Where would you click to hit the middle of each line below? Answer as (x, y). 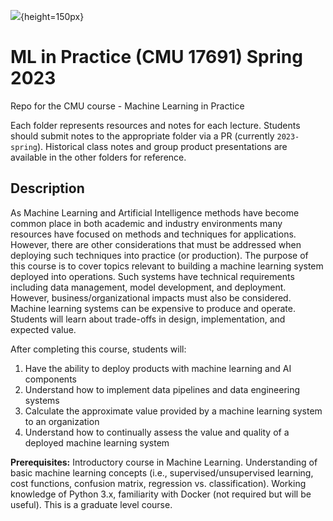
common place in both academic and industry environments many (146, 223)
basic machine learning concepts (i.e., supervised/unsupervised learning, (162, 472)
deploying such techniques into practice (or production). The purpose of (159, 255)
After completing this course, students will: (98, 349)
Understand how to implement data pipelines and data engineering (162, 389)
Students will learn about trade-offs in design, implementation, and (148, 319)
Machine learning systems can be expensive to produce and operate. (153, 308)
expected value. (43, 329)
